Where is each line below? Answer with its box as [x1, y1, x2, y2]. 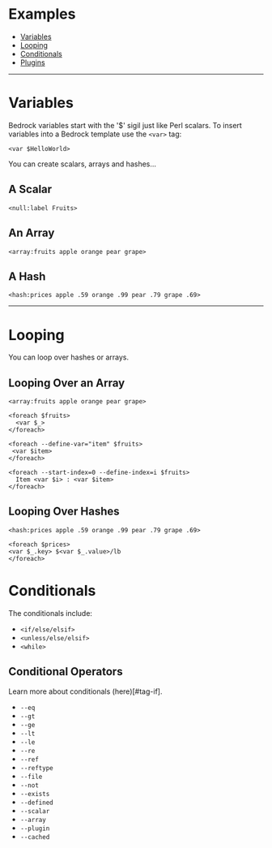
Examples [8, 5, 76, 24]
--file [19, 773, 43, 781]
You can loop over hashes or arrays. [8, 352, 130, 362]
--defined [19, 798, 54, 807]
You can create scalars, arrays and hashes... [8, 159, 156, 169]
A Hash [8, 269, 46, 283]
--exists [19, 790, 50, 798]
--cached [19, 833, 50, 841]
